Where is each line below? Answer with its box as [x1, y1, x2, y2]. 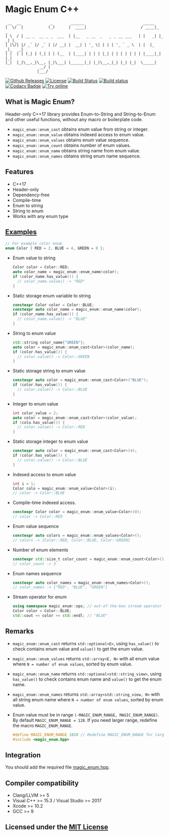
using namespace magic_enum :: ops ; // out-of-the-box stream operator [12, 604, 162, 609]
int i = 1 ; [12, 481, 36, 486]
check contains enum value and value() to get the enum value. [12, 646, 144, 652]
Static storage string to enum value [12, 368, 86, 374]
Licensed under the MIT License [5, 823, 108, 831]
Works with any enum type [12, 213, 69, 219]
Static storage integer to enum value [12, 438, 88, 444]
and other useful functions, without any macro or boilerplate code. [5, 116, 143, 122]
